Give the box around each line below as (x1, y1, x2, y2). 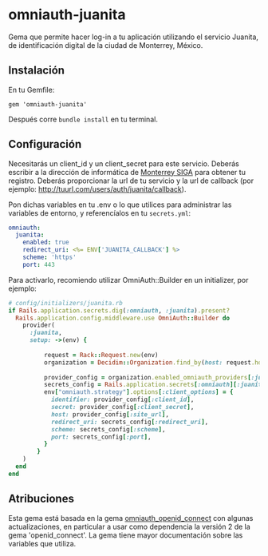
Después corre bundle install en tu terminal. (8, 114, 158, 124)
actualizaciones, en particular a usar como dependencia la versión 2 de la (8, 522, 251, 531)
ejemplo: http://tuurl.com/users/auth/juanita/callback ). (8, 184, 187, 193)
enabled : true (22, 238, 69, 247)
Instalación (8, 64, 65, 77)
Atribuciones (8, 492, 74, 506)
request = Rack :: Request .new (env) (43, 351, 159, 359)
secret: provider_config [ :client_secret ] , (50, 403, 195, 411)
